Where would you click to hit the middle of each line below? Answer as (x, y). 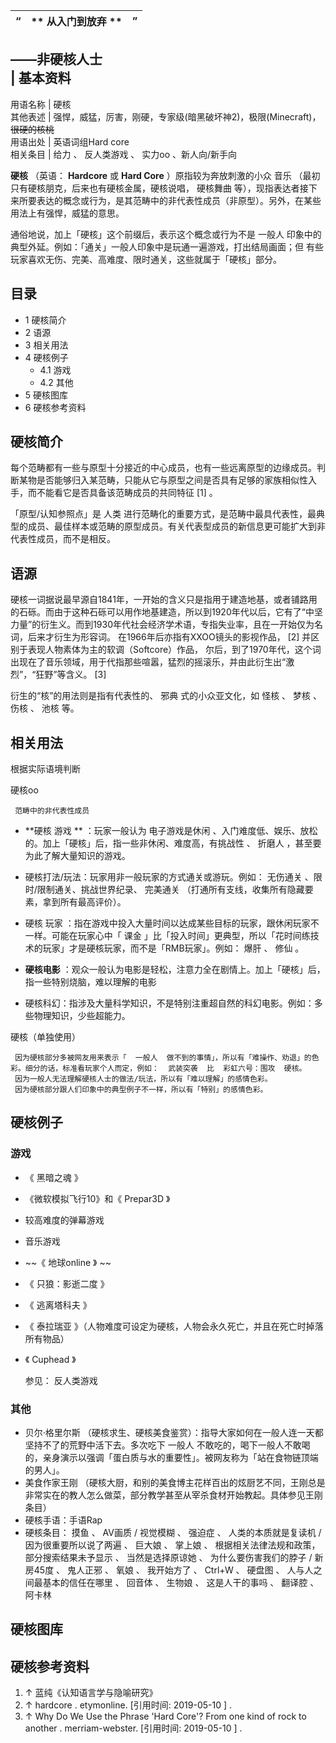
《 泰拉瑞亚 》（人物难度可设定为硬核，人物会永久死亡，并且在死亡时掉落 (174, 1326)
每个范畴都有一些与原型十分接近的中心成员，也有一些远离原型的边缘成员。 (163, 468)
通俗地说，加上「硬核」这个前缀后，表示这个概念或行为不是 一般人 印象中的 (166, 234)
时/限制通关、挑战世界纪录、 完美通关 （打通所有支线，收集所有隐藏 (164, 890)
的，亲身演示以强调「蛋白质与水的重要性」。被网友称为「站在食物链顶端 (171, 1458)
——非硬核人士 (56, 59)
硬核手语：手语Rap (63, 1520)
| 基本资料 (41, 78)
